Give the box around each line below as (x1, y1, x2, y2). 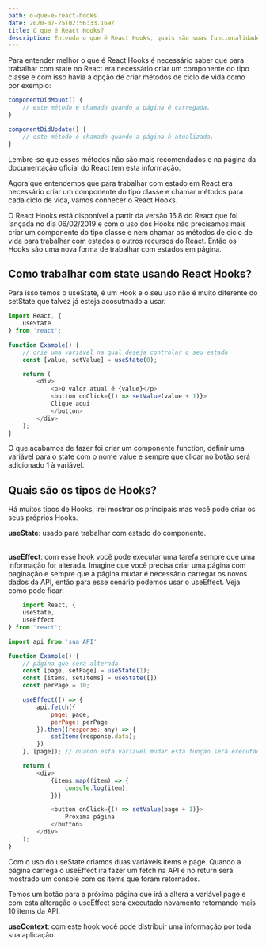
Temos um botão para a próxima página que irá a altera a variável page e (8, 889, 246, 899)
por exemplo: (8, 81, 51, 90)
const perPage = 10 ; (22, 682, 90, 690)
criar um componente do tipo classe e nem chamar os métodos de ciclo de (8, 227, 253, 237)
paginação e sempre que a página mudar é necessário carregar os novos (8, 569, 248, 579)
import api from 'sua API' (8, 637, 97, 645)
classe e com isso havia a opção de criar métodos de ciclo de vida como (8, 72, 245, 82)
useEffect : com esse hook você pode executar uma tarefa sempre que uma (8, 552, 256, 562)
